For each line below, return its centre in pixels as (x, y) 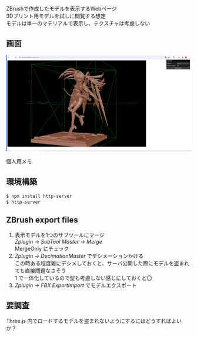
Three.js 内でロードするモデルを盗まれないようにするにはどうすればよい (94, 321)
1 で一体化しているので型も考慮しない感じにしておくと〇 (83, 278)
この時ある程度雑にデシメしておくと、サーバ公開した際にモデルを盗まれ (102, 263)
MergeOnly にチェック (42, 248)
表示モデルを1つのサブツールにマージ (59, 235)
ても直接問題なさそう (40, 270)
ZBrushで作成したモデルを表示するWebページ (61, 9)
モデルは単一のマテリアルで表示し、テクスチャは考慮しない (78, 23)
